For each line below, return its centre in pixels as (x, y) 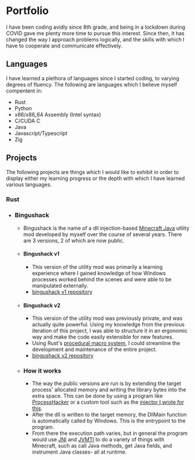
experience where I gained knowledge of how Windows (99, 273)
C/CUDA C (27, 121)
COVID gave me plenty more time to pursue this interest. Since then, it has (95, 33)
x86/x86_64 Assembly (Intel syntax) (58, 114)
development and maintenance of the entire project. (94, 349)
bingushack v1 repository (62, 292)
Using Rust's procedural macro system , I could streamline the (106, 343)
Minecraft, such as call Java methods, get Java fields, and (102, 446)
